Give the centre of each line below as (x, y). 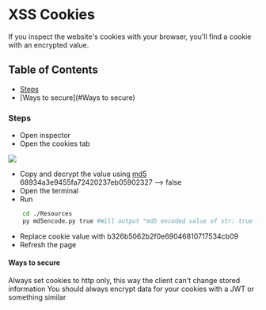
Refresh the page (48, 244)
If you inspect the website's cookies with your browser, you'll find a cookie (130, 36)
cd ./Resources (47, 214)
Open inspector (45, 136)
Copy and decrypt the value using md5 (83, 174)
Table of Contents (53, 70)
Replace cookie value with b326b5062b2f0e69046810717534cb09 (129, 236)
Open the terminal (49, 191)
